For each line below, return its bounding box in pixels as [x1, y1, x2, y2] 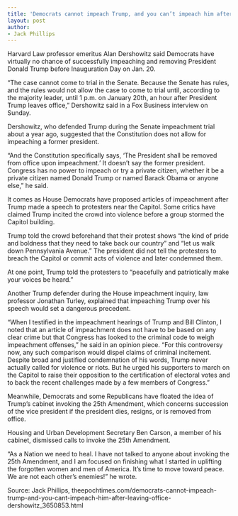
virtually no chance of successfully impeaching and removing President [7, 57, 217, 66]
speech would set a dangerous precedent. [7, 304, 131, 313]
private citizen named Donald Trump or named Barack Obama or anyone [7, 174, 219, 182]
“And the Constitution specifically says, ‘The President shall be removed [7, 151, 217, 160]
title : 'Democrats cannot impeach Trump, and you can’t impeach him [7, 10, 214, 18]
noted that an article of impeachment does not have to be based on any [7, 326, 217, 334]
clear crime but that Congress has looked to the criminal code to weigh [7, 333, 215, 341]
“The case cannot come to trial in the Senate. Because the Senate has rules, [7, 79, 229, 87]
